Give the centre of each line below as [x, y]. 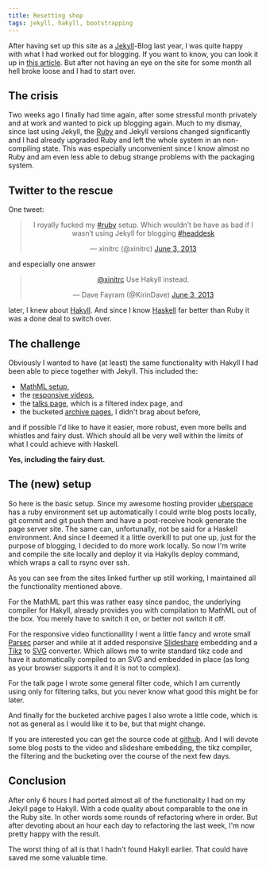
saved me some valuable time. [58, 857]
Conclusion [37, 781]
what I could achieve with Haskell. [64, 444]
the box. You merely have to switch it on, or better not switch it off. [117, 618]
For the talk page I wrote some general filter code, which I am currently [124, 683]
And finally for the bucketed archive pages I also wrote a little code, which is [133, 715]
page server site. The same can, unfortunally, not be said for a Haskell [123, 529]
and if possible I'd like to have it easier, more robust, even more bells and [127, 427]
